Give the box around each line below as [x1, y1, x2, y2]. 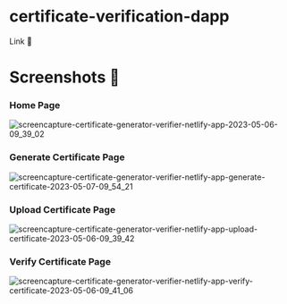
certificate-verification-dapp [9, 6, 230, 27]
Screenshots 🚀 [9, 67, 121, 88]
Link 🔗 [9, 36, 33, 46]
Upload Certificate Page [9, 203, 116, 215]
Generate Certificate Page [9, 151, 125, 164]
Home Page [9, 99, 61, 112]
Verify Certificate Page [9, 255, 112, 267]
